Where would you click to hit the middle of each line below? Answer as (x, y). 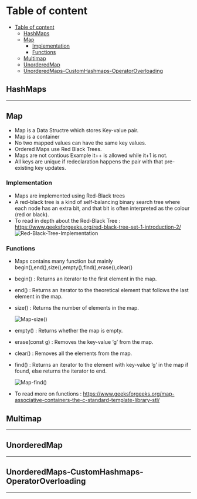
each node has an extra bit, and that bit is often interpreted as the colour (102, 208)
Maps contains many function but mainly (64, 261)
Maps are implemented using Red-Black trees (69, 196)
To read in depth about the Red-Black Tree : (67, 220)
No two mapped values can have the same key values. (80, 143)
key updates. (50, 168)
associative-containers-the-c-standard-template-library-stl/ (87, 400)
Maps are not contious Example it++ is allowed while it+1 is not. (91, 155)
